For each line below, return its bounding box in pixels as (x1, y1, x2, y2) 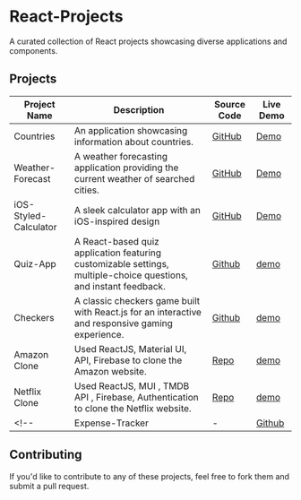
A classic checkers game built (74, 294, 201, 306)
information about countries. (74, 135, 194, 148)
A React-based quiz (74, 235, 159, 247)
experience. (74, 328, 125, 341)
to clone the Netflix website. (74, 401, 192, 414)
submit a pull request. (9, 480, 90, 491)
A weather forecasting (74, 150, 168, 162)
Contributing (9, 447, 82, 462)
